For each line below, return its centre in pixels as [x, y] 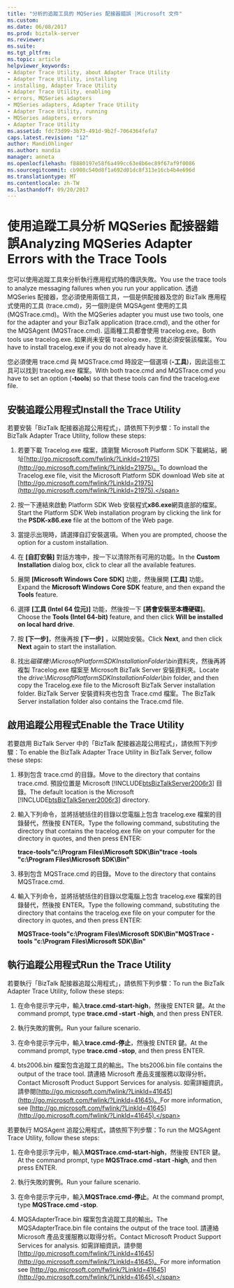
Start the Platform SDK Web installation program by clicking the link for [119, 513]
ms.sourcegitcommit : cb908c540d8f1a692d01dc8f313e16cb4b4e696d [101, 170]
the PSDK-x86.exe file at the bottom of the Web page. [95, 520]
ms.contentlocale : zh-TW [43, 183]
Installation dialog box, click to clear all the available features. [107, 565]
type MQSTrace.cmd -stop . [58, 1205]
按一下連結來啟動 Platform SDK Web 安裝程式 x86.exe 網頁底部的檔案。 [119, 505]
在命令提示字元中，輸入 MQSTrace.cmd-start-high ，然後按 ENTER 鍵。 [121, 1152]
